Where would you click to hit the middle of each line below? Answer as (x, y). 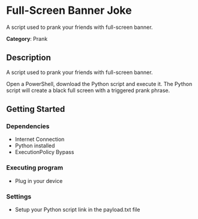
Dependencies (28, 126)
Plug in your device (39, 180)
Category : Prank (27, 39)
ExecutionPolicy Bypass (44, 152)
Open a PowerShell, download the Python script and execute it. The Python (99, 84)
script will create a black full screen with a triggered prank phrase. (88, 90)
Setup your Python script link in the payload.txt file (77, 210)
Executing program (35, 168)
